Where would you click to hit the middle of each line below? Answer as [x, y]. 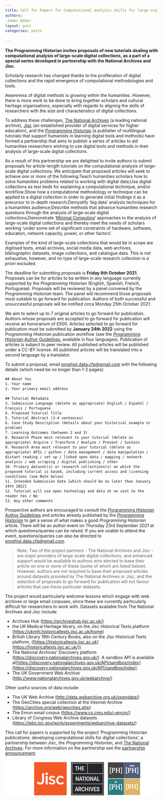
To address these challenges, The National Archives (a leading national [76, 120]
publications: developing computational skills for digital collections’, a [74, 738]
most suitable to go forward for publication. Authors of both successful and [80, 299]
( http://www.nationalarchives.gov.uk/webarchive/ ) [62, 678]
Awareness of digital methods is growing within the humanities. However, [78, 95]
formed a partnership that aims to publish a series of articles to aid [72, 141]
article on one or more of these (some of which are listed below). [82, 566]
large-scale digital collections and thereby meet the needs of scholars [75, 223]
